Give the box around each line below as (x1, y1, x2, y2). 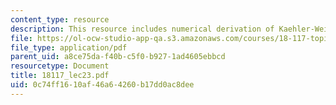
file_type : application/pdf (10, 42, 128, 53)
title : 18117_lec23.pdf (10, 71, 110, 81)
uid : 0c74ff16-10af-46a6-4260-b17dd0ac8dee (10, 80, 195, 90)
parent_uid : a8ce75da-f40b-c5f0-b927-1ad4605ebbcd (10, 52, 226, 62)
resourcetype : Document (10, 61, 110, 71)
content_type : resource (10, 14, 110, 25)
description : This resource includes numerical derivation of (10, 24, 275, 34)
